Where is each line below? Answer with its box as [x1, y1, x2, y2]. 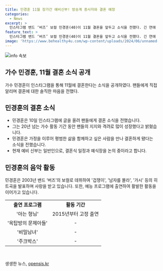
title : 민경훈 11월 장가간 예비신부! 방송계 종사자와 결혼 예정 [5, 7, 115, 12]
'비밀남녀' [16, 229, 38, 236]
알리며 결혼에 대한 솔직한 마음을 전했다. [5, 88, 79, 94]
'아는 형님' [16, 211, 39, 218]
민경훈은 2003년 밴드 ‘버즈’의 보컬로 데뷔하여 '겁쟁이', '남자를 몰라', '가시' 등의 [5, 177, 153, 183]
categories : [5, 12, 29, 17]
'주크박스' [16, 238, 38, 245]
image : [5, 39, 18, 44]
